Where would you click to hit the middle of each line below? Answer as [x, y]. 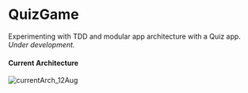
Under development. [42, 44]
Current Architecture [44, 63]
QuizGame [44, 15]
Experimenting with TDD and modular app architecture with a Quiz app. [125, 36]
